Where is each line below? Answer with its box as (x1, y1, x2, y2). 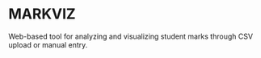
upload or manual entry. (8, 39, 88, 49)
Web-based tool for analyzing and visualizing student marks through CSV (8, 31, 253, 41)
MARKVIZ (8, 5, 76, 23)
